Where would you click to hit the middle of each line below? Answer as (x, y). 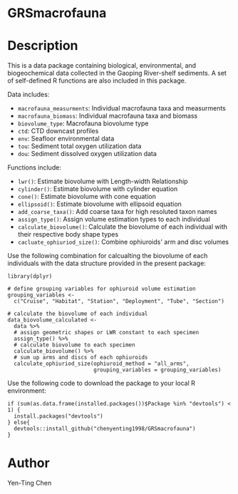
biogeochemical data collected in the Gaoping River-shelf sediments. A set (117, 73)
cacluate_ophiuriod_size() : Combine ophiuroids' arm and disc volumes (123, 242)
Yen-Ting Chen (30, 483)
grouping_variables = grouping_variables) (157, 370)
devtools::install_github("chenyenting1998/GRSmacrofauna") (105, 429)
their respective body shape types (68, 235)
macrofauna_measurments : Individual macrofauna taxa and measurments (121, 108)
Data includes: (29, 95)
